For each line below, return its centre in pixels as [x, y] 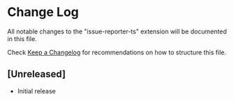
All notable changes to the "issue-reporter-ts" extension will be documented [117, 31]
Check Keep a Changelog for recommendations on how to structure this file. [117, 52]
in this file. [22, 38]
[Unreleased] [37, 74]
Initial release [36, 91]
